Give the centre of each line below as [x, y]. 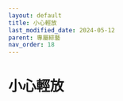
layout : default [35, 15]
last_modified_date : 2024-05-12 [61, 30]
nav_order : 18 [32, 45]
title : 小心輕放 [33, 23]
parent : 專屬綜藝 [35, 37]
